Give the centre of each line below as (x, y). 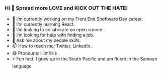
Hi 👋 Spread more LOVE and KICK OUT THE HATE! (66, 8)
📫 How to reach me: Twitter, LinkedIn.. (52, 46)
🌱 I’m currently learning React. (43, 24)
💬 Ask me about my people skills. (46, 40)
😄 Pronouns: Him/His (34, 53)
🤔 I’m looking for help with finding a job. (53, 35)
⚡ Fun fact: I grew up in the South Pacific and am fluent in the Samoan (85, 59)
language (22, 66)
